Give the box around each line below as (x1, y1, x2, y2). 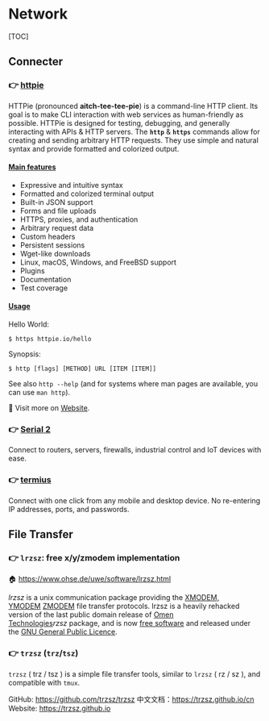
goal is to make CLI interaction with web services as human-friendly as (8, 110, 244, 119)
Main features (8, 162, 56, 172)
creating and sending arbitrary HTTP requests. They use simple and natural (8, 135, 259, 145)
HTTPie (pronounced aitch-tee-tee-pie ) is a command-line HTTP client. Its (8, 101, 259, 110)
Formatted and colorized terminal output (19, 189, 155, 198)
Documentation (19, 274, 72, 284)
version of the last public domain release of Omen (8, 610, 175, 619)
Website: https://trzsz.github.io (8, 703, 111, 713)
